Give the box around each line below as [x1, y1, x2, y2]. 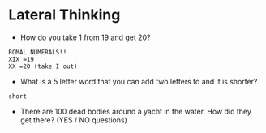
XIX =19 [8, 55, 35, 63]
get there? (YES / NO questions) [19, 115, 128, 125]
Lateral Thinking [8, 6, 121, 24]
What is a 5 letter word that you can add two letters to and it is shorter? [19, 76, 258, 86]
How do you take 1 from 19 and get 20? [19, 32, 152, 42]
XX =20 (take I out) [8, 62, 79, 71]
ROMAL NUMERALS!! [8, 48, 67, 56]
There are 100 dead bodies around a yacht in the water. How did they [19, 106, 251, 116]
